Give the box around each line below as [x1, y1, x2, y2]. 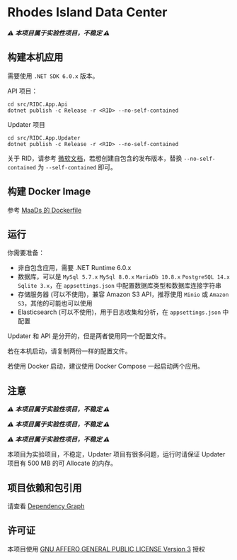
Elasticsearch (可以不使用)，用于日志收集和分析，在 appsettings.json [17, 308, 221, 316]
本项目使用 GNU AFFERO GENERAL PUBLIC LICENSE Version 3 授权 [7, 544, 205, 553]
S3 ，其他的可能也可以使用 [17, 299, 93, 308]
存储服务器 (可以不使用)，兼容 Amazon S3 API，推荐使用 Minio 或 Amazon [17, 290, 229, 298]
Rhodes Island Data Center [7, 4, 168, 21]
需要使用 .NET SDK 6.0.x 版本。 [7, 72, 99, 80]
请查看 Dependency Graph [7, 502, 85, 510]
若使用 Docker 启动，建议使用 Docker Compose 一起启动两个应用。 [7, 362, 204, 371]
